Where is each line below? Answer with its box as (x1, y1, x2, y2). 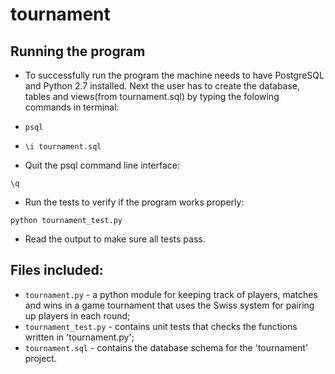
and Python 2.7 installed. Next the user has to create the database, (24, 80, 301, 92)
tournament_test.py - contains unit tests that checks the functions (24, 320, 298, 332)
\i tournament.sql (24, 142, 102, 152)
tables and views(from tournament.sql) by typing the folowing (24, 91, 280, 102)
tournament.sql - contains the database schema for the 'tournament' (24, 341, 309, 353)
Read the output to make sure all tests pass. (24, 233, 206, 245)
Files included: (10, 262, 104, 279)
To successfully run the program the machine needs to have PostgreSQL (24, 69, 325, 81)
